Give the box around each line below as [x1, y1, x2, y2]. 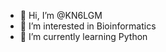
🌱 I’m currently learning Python [19, 31, 148, 42]
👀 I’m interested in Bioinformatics [19, 20, 157, 32]
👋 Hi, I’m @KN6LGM [19, 10, 103, 21]
